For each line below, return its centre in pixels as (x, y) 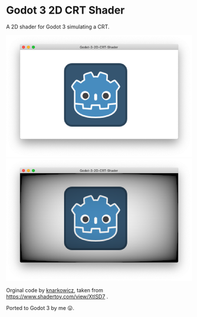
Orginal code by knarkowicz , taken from (55, 290)
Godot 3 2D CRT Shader (65, 10)
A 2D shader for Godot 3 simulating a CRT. (58, 27)
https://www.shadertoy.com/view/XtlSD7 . (57, 297)
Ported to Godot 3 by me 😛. (40, 308)
